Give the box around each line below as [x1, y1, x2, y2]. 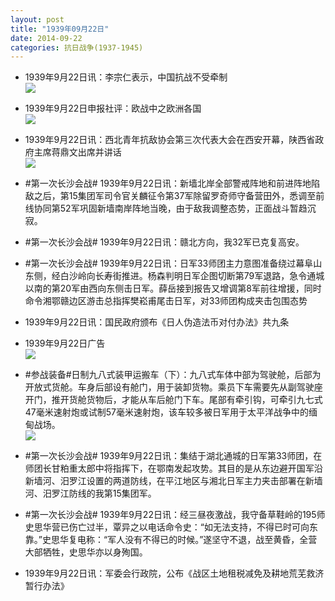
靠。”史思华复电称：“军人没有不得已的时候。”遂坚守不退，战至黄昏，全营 [24, 534, 318, 546]
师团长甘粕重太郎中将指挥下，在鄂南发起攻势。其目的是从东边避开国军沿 [24, 462, 323, 475]
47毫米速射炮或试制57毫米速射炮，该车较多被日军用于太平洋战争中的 [24, 406, 309, 418]
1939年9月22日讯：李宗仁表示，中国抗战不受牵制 [24, 71, 228, 83]
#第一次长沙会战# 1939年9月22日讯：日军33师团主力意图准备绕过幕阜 [24, 257, 314, 270]
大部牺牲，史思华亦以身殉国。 [24, 546, 148, 558]
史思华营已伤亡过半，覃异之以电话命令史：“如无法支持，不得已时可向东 [24, 521, 318, 533]
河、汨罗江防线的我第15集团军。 [24, 487, 157, 500]
